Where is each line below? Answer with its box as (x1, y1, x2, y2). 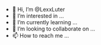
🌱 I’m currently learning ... (12, 19, 78, 26)
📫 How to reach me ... (12, 32, 69, 39)
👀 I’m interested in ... (12, 12, 64, 19)
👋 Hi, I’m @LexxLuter (12, 6, 65, 13)
